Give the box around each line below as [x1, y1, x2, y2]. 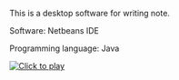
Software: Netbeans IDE [9, 25, 100, 35]
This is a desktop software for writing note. [9, 8, 171, 18]
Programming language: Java [9, 43, 120, 54]
